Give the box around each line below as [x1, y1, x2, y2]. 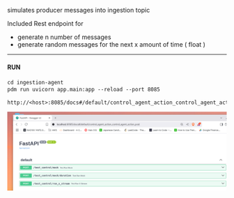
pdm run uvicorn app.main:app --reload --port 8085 [7, 86, 160, 93]
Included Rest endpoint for [7, 20, 84, 27]
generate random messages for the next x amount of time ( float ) [17, 40, 205, 48]
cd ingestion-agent [7, 79, 64, 86]
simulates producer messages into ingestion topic [7, 6, 150, 14]
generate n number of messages [17, 33, 111, 41]
